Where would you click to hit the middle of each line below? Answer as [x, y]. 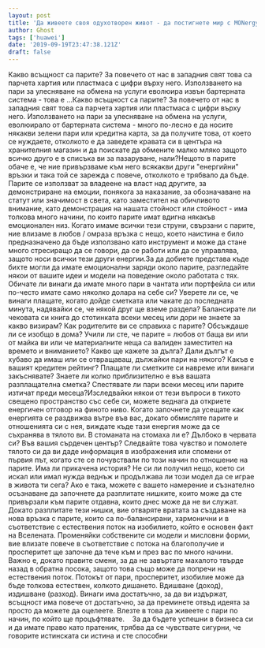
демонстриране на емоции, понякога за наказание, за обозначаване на [129, 192]
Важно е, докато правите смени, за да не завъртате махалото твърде [126, 560]
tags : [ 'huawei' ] [37, 37]
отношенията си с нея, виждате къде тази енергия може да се [114, 426]
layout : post [30, 15]
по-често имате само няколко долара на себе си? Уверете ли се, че [123, 292]
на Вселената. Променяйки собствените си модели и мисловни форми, [129, 535]
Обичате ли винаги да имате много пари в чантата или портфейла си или [132, 284]
